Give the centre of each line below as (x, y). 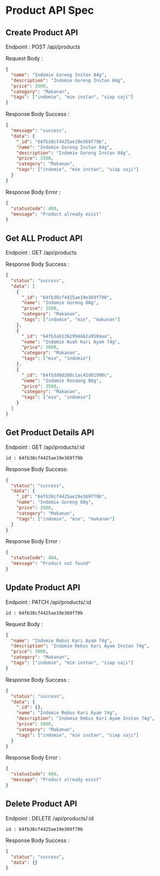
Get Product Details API (50, 433)
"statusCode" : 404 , (35, 558)
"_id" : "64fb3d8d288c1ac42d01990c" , (67, 375)
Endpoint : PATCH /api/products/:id (48, 602)
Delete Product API (41, 804)
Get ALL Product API (44, 238)
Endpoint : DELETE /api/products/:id (50, 818)
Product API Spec (50, 10)
